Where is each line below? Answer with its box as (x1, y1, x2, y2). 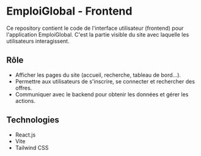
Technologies (6, 115, 60, 126)
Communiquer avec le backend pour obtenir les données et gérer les (15, 90, 189, 98)
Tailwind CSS (15, 144, 49, 151)
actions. (15, 97, 35, 104)
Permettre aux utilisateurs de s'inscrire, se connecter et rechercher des (15, 77, 196, 85)
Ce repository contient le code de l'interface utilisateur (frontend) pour (6, 24, 184, 32)
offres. (15, 84, 32, 91)
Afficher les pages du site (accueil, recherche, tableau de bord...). (15, 71, 181, 79)
